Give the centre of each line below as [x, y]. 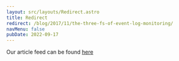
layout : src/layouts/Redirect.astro [53, 12]
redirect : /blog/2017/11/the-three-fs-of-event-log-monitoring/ [90, 23]
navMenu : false [26, 29]
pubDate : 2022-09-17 [33, 35]
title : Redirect [27, 18]
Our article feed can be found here [50, 52]
